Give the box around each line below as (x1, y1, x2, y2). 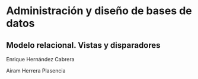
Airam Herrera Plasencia (6, 67, 66, 74)
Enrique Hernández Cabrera (6, 56, 75, 62)
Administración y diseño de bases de (6, 4, 193, 18)
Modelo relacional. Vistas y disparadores (6, 40, 161, 50)
